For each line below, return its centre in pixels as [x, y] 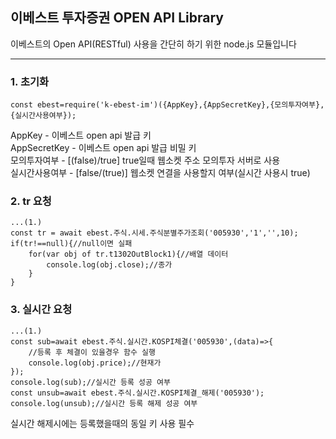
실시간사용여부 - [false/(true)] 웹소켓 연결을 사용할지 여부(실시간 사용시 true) [160, 173]
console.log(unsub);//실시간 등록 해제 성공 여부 [104, 403]
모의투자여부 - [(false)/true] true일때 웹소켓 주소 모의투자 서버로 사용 [145, 160]
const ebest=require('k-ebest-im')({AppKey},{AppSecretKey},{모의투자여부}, [167, 105]
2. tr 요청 [31, 201]
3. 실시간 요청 [41, 310]
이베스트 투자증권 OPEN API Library [117, 18]
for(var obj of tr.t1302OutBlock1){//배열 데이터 [128, 254]
